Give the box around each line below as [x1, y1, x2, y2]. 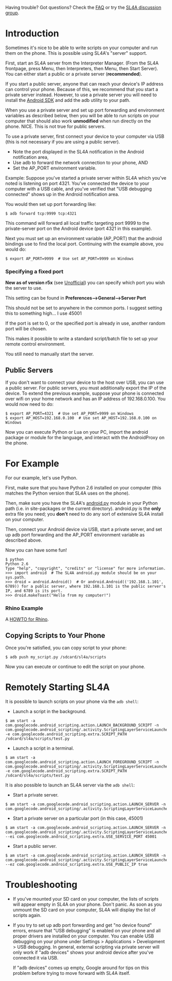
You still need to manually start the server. [5, 351, 94, 357]
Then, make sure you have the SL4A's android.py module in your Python [5, 500, 158, 506]
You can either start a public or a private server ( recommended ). [5, 71, 142, 77]
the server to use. [5, 285, 42, 291]
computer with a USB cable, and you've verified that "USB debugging [5, 185, 152, 191]
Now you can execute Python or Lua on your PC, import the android [5, 429, 148, 435]
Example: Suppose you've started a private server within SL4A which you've [5, 175, 167, 181]
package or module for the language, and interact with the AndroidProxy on [5, 435, 165, 441]
